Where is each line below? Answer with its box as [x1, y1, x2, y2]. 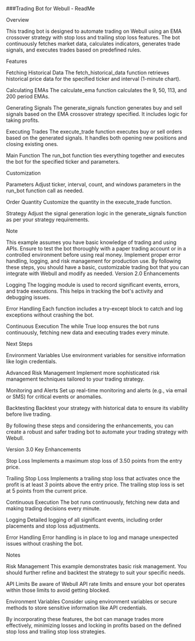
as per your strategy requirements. [6, 216, 89, 223]
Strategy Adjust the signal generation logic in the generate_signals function [6, 210, 187, 216]
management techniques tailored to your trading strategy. [6, 375, 145, 382]
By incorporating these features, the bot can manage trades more [6, 616, 164, 622]
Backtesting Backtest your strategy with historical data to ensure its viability [6, 405, 189, 411]
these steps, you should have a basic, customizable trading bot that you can [6, 264, 190, 270]
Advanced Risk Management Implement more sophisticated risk [6, 369, 160, 376]
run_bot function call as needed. [6, 187, 84, 194]
